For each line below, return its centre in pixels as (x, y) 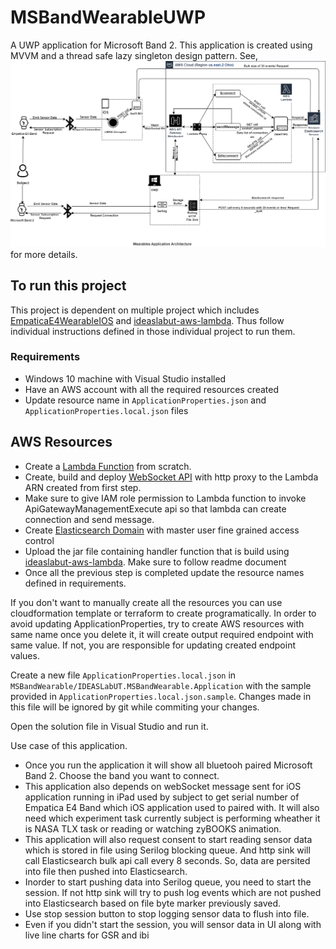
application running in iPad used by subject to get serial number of (162, 797)
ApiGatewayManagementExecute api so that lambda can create (155, 508)
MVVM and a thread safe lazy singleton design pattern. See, (134, 55)
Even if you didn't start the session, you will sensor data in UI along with (173, 924)
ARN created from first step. (83, 487)
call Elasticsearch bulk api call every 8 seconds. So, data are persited (167, 860)
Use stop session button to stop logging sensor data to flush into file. (167, 913)
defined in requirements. (75, 583)
